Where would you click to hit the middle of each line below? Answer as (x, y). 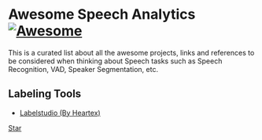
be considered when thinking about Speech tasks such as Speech (115, 61)
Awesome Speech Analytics (102, 14)
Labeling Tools (45, 94)
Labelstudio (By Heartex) (60, 113)
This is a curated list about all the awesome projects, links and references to (131, 52)
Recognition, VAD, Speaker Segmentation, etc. (83, 69)
